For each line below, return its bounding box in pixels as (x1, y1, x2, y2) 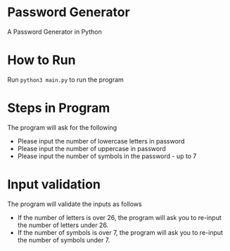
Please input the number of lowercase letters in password (17, 136, 185, 145)
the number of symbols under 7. (17, 236, 110, 244)
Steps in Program (7, 100, 110, 116)
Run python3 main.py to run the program (7, 75, 124, 84)
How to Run (7, 52, 76, 68)
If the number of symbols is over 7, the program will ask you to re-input (17, 228, 224, 236)
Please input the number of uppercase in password (17, 144, 167, 153)
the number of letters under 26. (17, 221, 109, 229)
